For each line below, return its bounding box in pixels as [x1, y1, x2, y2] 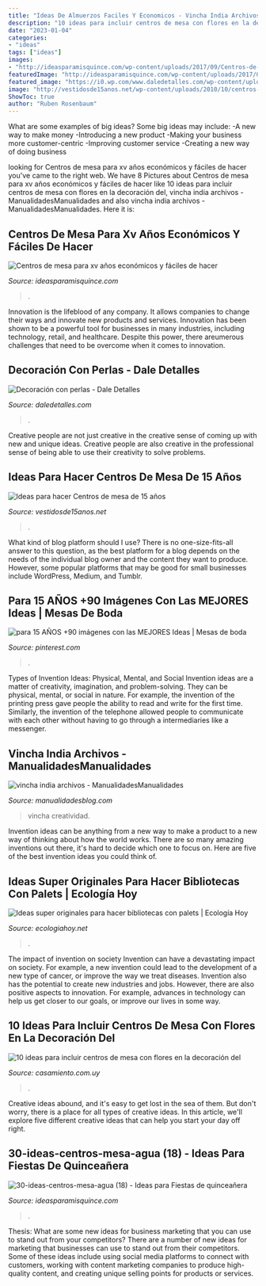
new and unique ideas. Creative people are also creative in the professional [8, 439, 254, 448]
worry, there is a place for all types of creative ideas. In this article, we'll [8, 1107, 243, 1116]
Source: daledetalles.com [8, 399, 92, 409]
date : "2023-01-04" [8, 26, 73, 34]
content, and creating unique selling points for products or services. [32, 1269, 254, 1278]
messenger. [8, 724, 47, 734]
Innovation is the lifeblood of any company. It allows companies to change [8, 307, 250, 316]
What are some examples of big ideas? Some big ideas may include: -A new [8, 122, 256, 132]
